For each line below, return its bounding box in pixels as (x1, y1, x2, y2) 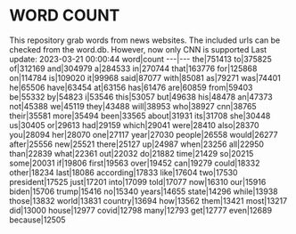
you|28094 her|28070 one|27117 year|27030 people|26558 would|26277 (9, 129, 278, 140)
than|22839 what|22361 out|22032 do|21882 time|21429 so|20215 (9, 148, 254, 158)
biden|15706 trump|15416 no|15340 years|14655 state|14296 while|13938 (9, 186, 278, 197)
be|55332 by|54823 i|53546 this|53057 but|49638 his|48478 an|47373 (9, 91, 274, 102)
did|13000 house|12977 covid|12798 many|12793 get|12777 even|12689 (9, 205, 273, 215)
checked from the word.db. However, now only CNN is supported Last (9, 44, 267, 54)
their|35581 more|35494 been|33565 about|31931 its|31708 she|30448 (9, 110, 271, 121)
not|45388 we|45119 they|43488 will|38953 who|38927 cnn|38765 (9, 101, 257, 111)
